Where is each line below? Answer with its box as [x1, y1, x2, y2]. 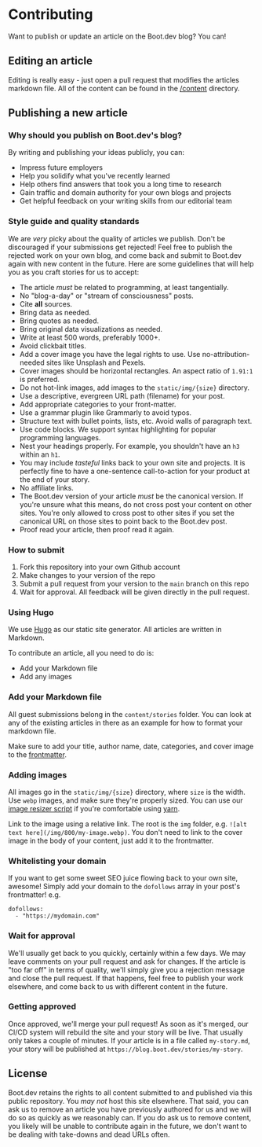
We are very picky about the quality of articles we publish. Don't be [8, 233, 226, 243]
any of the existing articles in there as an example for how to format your [8, 718, 243, 727]
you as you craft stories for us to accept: [8, 267, 140, 277]
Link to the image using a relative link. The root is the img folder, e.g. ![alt [8, 819, 247, 829]
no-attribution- [202, 349, 250, 358]
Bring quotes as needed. [19, 316, 100, 325]
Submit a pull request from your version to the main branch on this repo [19, 579, 249, 589]
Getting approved [8, 1001, 77, 1012]
